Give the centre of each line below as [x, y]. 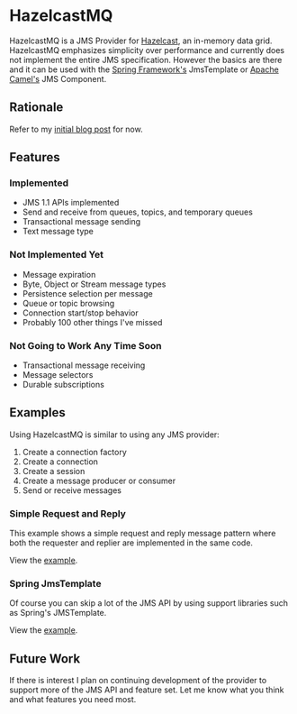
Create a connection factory [75, 452]
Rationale [36, 108]
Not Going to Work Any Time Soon [85, 345]
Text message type [58, 232]
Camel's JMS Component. [58, 78]
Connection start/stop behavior [81, 313]
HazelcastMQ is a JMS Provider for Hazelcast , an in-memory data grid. [141, 41]
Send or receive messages [72, 490]
